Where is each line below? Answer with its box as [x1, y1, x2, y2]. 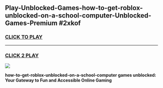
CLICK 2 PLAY [5, 52, 39, 59]
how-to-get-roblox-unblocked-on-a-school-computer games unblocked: [5, 72, 157, 78]
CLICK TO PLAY [5, 34, 43, 40]
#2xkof [59, 19, 81, 27]
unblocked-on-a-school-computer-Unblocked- [5, 12, 152, 20]
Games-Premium [5, 19, 58, 27]
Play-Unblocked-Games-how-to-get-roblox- [5, 4, 143, 12]
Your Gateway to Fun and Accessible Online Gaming [5, 77, 112, 83]
